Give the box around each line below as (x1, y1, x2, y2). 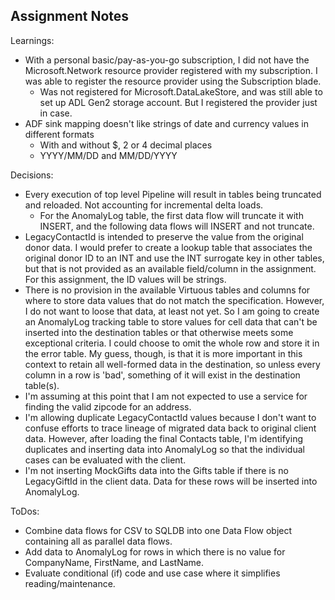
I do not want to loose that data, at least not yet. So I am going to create (24, 305, 320, 317)
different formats (24, 128, 95, 140)
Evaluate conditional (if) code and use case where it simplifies (24, 567, 281, 579)
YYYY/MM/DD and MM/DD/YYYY (39, 149, 178, 161)
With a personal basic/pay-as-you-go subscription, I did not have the (24, 54, 310, 66)
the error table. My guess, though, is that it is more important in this (24, 347, 303, 359)
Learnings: (10, 34, 55, 46)
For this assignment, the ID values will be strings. (24, 273, 227, 285)
